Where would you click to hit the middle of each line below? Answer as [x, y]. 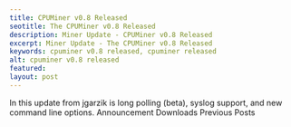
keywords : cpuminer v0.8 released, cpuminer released [113, 52]
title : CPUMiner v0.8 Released [68, 18]
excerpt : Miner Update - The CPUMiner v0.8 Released [111, 43]
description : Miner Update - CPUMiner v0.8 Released [111, 34]
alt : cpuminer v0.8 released [64, 60]
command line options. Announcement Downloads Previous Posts [132, 112]
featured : [28, 69]
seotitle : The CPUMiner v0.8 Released [82, 26]
